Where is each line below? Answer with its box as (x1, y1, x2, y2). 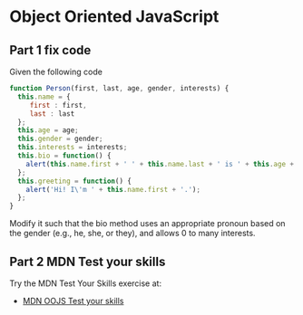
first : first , (29, 100, 88, 110)
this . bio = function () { (17, 151, 112, 160)
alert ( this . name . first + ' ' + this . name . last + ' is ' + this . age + (25, 159, 295, 168)
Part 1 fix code (9, 43, 92, 58)
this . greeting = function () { (17, 177, 132, 186)
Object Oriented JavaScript (9, 6, 220, 27)
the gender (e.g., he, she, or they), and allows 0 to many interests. (9, 228, 256, 239)
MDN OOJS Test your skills (22, 295, 124, 306)
